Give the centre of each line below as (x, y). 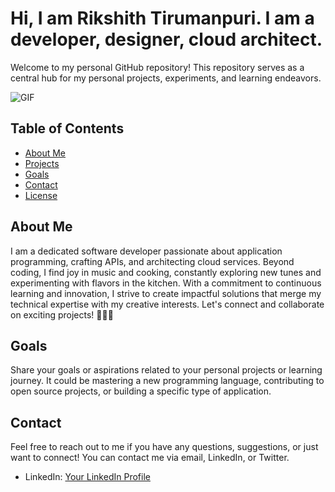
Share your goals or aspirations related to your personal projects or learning (166, 370)
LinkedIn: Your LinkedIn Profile (87, 477)
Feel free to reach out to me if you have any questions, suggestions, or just (164, 447)
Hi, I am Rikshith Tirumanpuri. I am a (162, 18)
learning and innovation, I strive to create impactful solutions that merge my (166, 293)
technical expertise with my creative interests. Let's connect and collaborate (167, 304)
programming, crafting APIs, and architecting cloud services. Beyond (152, 261)
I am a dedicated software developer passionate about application (146, 251)
